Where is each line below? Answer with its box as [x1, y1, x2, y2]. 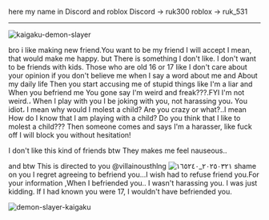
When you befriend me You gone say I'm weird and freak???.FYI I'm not [8, 88, 245, 97]
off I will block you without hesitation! [8, 130, 131, 139]
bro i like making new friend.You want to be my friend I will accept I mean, [8, 46, 252, 54]
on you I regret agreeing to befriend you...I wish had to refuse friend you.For [8, 170, 260, 179]
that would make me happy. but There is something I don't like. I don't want [8, 54, 256, 63]
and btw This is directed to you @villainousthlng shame [8, 162, 257, 170]
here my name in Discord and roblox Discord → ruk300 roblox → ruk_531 [8, 7, 248, 16]
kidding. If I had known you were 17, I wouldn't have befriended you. [8, 187, 232, 196]
